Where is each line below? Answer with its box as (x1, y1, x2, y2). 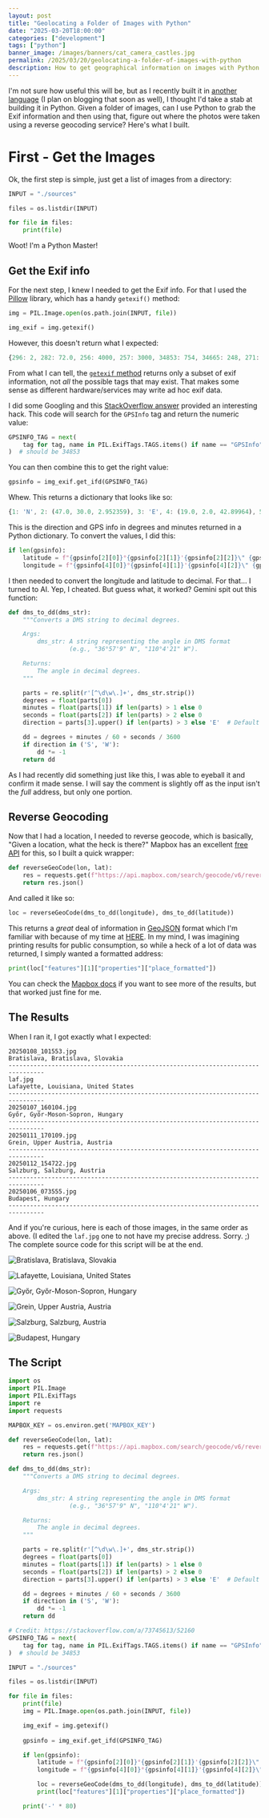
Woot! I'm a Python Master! (8, 241, 98, 251)
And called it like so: (8, 893, 74, 903)
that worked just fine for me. (8, 987, 102, 997)
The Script (8, 1355, 62, 1370)
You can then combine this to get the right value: (8, 462, 169, 473)
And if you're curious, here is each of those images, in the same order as (8, 1222, 249, 1232)
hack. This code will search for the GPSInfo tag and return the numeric (8, 409, 239, 419)
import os (8, 1377, 42, 1386)
